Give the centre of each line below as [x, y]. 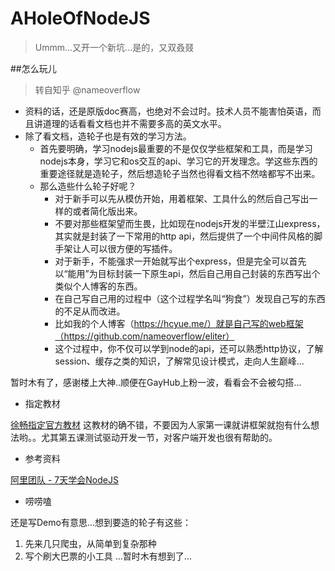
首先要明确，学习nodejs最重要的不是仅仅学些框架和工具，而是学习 [176, 148]
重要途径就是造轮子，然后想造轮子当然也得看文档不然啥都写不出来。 [180, 173]
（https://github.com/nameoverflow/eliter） [144, 336]
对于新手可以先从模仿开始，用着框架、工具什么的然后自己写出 [182, 198]
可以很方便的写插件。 [133, 248]
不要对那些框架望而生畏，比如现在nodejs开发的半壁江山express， [190, 223]
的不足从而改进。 [90, 311]
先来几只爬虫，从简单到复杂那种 [90, 543]
